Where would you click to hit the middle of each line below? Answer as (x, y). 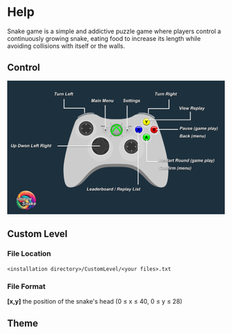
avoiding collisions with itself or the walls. (66, 46)
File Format (27, 286)
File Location (29, 253)
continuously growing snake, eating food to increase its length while (104, 38)
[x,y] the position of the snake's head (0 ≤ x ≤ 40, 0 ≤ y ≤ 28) (95, 301)
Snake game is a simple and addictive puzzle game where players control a (114, 31)
